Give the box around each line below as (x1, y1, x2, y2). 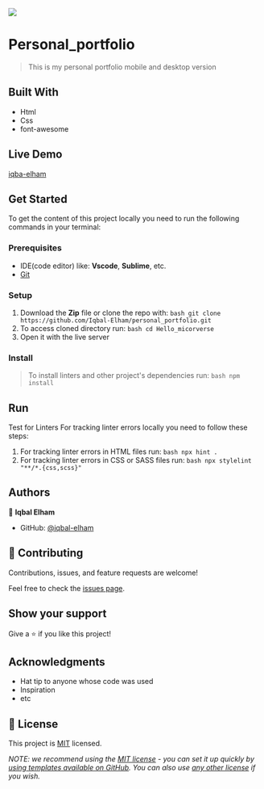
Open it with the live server (19, 332, 110, 342)
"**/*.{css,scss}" (19, 464, 82, 472)
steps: (8, 431, 29, 441)
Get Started (8, 192, 68, 206)
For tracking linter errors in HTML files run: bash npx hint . (19, 447, 218, 456)
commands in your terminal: (8, 222, 101, 232)
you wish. (8, 771, 40, 781)
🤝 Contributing (8, 546, 84, 560)
